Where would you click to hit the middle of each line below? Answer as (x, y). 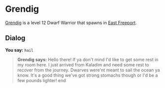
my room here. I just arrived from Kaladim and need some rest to (83, 64)
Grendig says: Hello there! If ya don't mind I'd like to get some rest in (88, 59)
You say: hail (19, 50)
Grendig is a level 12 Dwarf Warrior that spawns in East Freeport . (71, 23)
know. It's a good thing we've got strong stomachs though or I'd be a (87, 75)
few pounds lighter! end (41, 80)
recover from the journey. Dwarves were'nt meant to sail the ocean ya (88, 70)
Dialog (15, 38)
